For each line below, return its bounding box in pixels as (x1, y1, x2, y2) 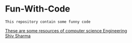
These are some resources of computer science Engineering (5, 28, 127, 33)
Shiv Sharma (5, 33, 31, 39)
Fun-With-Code (5, 3, 70, 14)
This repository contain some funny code (5, 19, 91, 24)
